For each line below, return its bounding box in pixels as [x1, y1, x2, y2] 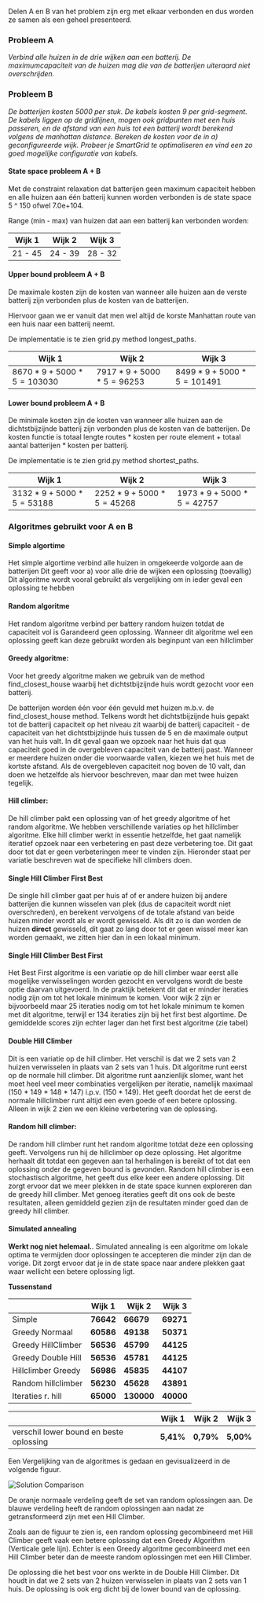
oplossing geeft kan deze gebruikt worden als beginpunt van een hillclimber [8, 635, 254, 645]
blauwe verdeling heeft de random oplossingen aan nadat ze [8, 1503, 204, 1513]
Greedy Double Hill [12, 1352, 82, 1363]
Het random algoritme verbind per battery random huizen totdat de [8, 619, 225, 628]
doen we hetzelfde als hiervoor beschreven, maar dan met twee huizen [8, 770, 238, 779]
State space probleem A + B [8, 167, 101, 176]
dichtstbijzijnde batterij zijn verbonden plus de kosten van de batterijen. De [8, 424, 251, 433]
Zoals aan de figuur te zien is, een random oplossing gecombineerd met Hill [8, 1527, 254, 1537]
